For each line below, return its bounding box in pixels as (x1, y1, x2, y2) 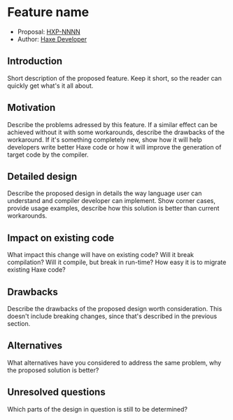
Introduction (7, 55, 63, 67)
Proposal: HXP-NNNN (17, 27, 80, 36)
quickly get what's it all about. (7, 81, 94, 90)
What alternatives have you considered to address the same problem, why (7, 358, 222, 367)
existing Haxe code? (7, 265, 66, 274)
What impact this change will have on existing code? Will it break (7, 251, 195, 259)
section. (7, 320, 31, 327)
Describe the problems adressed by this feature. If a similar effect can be (7, 120, 218, 129)
